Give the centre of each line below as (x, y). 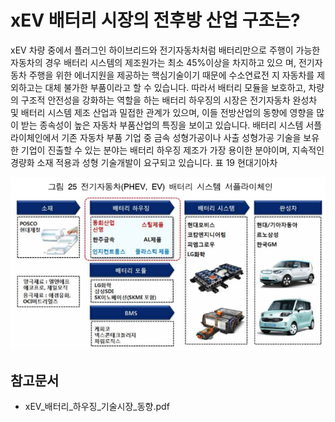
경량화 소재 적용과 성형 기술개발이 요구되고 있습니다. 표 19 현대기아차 (144, 162)
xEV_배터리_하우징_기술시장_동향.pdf (97, 407)
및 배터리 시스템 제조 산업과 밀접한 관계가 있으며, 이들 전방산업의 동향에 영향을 (162, 112)
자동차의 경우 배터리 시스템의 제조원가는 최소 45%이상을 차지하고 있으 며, (153, 62)
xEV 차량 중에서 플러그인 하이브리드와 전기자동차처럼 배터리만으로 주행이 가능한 (165, 50)
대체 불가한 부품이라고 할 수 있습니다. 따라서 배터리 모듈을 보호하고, (175, 87)
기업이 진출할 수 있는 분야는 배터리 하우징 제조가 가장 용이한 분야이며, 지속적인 (172, 150)
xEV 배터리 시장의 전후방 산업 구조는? (155, 20)
